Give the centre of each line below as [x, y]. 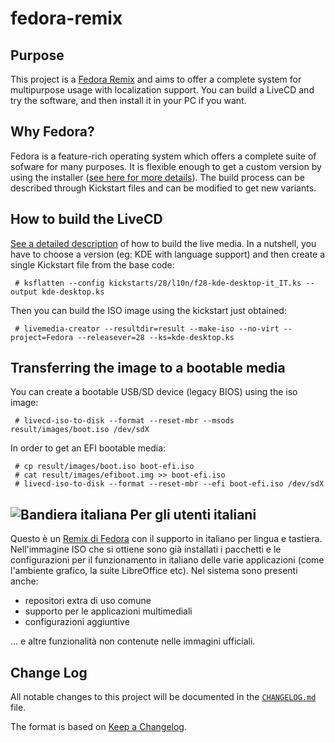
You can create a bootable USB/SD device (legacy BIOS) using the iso [154, 392]
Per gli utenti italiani [193, 514]
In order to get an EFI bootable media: [88, 448]
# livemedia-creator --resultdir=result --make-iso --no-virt [147, 328]
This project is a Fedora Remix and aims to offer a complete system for [156, 79]
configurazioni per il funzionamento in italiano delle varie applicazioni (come [167, 560]
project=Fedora [42, 337]
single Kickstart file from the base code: [92, 264]
